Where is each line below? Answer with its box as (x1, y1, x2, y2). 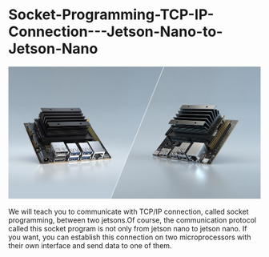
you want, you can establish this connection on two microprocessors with (8, 232, 251, 242)
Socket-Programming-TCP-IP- (8, 6, 215, 24)
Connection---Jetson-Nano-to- (8, 22, 223, 41)
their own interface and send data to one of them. (8, 241, 172, 251)
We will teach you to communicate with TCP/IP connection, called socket (8, 207, 250, 217)
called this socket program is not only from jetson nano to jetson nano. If (8, 224, 247, 234)
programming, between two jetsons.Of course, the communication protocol (8, 215, 257, 225)
